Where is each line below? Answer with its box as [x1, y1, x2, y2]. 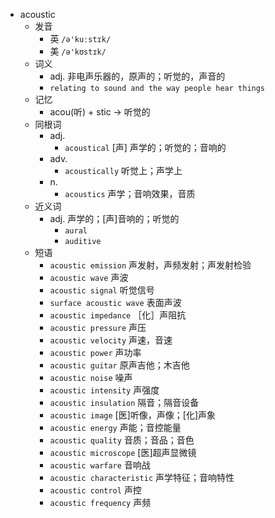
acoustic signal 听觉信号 [49, 284, 155, 296]
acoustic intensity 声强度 [49, 384, 160, 396]
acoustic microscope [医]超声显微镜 [49, 447, 197, 458]
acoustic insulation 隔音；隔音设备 [49, 397, 200, 408]
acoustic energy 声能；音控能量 [49, 422, 182, 433]
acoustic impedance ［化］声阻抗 [49, 309, 187, 321]
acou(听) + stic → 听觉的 [49, 106, 151, 118]
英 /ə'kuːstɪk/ [49, 33, 112, 44]
